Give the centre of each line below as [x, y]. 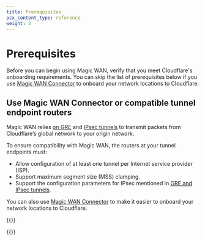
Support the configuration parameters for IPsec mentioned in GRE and [104, 184]
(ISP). [22, 170]
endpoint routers [39, 112]
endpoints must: [27, 152]
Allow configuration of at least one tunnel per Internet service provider [104, 164]
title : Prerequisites [34, 12]
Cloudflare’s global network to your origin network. [70, 134]
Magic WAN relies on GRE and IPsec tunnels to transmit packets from [94, 127]
